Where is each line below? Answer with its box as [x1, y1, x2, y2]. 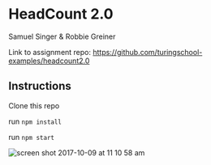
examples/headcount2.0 [8, 56, 90, 66]
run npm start [8, 132, 55, 142]
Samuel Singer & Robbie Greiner [8, 32, 116, 41]
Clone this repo [8, 100, 60, 110]
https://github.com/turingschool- [93, 47, 203, 57]
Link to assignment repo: [8, 47, 92, 57]
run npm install [8, 116, 62, 126]
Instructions [8, 79, 71, 93]
